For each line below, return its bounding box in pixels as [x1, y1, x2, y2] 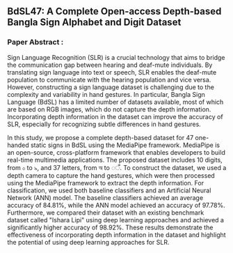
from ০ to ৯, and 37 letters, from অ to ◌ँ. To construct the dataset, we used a [7, 163, 227, 171]
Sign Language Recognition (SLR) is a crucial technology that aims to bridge [7, 53, 225, 61]
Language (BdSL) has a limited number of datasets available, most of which [7, 98, 224, 106]
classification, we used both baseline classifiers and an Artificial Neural [7, 186, 211, 194]
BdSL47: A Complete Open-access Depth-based [7, 6, 222, 17]
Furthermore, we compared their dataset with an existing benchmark [7, 208, 204, 217]
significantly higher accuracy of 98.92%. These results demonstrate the [7, 223, 214, 231]
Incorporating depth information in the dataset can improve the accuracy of [7, 112, 224, 121]
